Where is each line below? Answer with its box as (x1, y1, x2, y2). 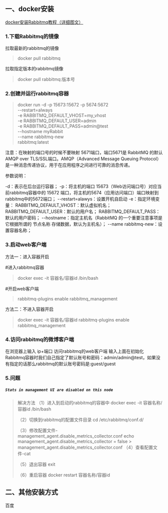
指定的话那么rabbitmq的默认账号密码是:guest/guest (9, 361, 116, 367)
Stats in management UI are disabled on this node (5, 387, 113, 392)
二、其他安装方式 (5, 488, 58, 496)
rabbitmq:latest (17, 139, 49, 145)
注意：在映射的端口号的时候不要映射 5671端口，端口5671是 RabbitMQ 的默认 (5, 150, 163, 156)
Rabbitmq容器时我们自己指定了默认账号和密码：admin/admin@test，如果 (5, 355, 156, 360)
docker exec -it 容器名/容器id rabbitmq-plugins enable (17, 317, 129, 323)
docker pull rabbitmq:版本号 (17, 76, 75, 82)
